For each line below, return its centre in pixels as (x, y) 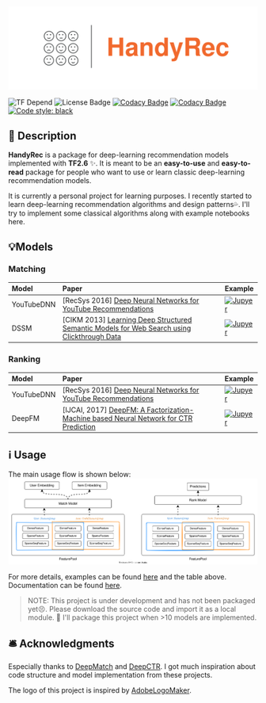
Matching (27, 269)
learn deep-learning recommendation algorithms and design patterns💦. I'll (129, 204)
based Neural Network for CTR (142, 418)
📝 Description (42, 136)
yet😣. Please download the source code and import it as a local (131, 609)
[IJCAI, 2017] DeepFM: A (104, 410)
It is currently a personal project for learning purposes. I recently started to (130, 196)
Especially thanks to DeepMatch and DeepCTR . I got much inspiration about (132, 667)
